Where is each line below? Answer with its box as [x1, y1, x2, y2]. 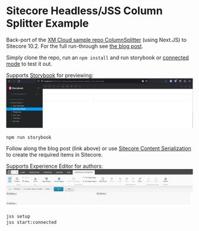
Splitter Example [6, 17, 89, 30]
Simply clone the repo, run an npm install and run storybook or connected [6, 54, 190, 61]
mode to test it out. [6, 60, 52, 67]
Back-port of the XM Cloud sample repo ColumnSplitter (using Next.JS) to [6, 36, 187, 43]
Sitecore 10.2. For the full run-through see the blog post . [6, 43, 143, 50]
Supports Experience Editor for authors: [6, 162, 104, 170]
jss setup [6, 214, 31, 220]
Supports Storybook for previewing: [6, 71, 94, 79]
